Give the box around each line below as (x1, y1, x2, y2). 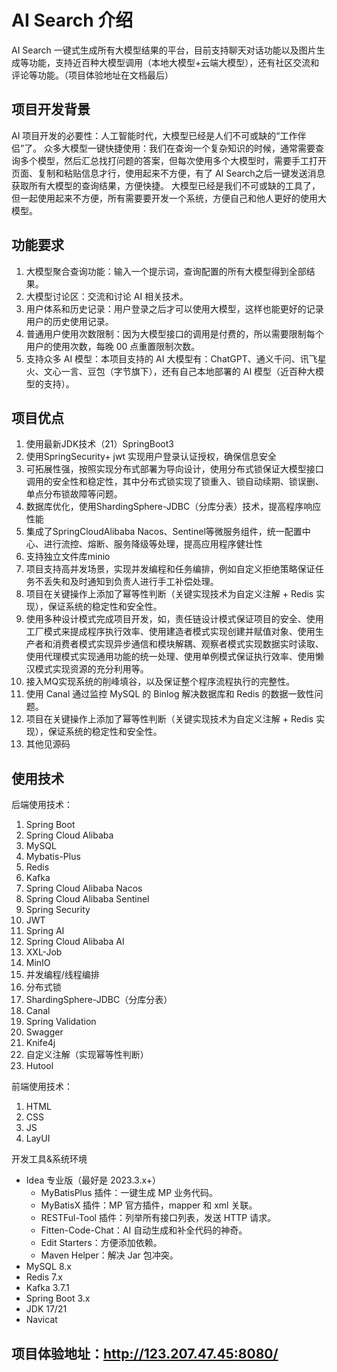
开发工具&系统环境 (11, 1153, 88, 1165)
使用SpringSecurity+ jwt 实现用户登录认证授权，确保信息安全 (25, 451, 277, 463)
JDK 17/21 (25, 1303, 68, 1315)
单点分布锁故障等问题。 (25, 488, 123, 500)
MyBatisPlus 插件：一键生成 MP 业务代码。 (40, 1187, 219, 1199)
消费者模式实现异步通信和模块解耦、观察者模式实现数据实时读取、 (52, 638, 324, 650)
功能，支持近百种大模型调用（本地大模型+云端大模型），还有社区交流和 (28, 56, 320, 68)
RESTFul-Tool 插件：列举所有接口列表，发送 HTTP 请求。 (40, 1212, 277, 1224)
